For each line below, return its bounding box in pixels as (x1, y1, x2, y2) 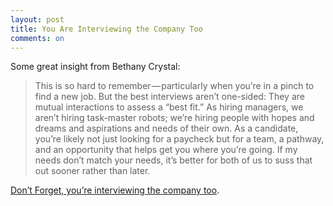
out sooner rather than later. (34, 165, 151, 177)
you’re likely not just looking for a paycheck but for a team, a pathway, (34, 133, 325, 145)
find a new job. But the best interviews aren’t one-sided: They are (34, 91, 305, 103)
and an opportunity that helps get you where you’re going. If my (34, 144, 298, 156)
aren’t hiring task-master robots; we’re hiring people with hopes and (34, 112, 315, 124)
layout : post (10, 14, 65, 25)
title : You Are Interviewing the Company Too (10, 24, 203, 34)
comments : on (10, 33, 65, 43)
